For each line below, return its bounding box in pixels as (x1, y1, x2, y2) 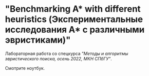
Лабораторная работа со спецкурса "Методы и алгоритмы (5, 50, 128, 57)
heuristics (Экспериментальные (5, 14, 143, 25)
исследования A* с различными (5, 24, 145, 35)
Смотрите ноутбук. (5, 65, 45, 71)
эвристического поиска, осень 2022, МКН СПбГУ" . (5, 56, 112, 61)
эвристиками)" (5, 35, 71, 46)
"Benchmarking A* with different (5, 3, 141, 15)
